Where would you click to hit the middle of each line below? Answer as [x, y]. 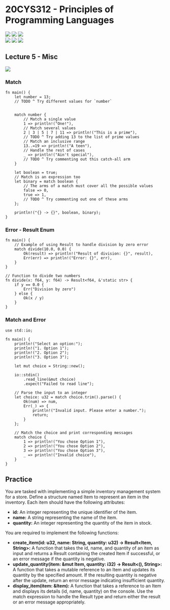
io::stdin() [27, 375]
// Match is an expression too [47, 177]
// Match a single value [50, 119]
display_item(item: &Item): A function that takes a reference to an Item [87, 586]
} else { [24, 294]
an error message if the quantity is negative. [59, 559]
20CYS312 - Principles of [60, 9]
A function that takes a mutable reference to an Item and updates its [84, 570]
